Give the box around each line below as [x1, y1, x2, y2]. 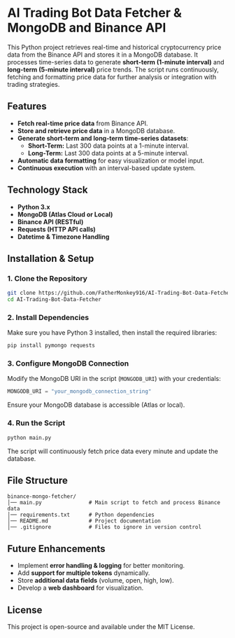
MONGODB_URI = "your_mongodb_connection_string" [7, 388, 152, 395]
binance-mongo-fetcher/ [7, 493, 77, 500]
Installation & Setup [7, 252, 94, 264]
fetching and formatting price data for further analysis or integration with [7, 72, 217, 81]
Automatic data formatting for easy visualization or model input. [17, 156, 205, 165]
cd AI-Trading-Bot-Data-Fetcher [7, 296, 101, 303]
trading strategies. [7, 80, 60, 88]
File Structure [7, 474, 68, 486]
